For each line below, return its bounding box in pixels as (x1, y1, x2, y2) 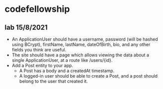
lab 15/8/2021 (4, 23, 48, 32)
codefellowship (4, 3, 70, 15)
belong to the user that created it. (19, 78, 88, 84)
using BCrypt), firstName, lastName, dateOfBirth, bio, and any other (11, 42, 151, 47)
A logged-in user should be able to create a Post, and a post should (19, 73, 158, 79)
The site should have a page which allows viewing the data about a (11, 52, 150, 58)
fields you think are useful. (11, 47, 67, 52)
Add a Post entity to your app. (11, 63, 73, 68)
